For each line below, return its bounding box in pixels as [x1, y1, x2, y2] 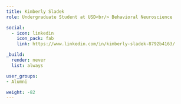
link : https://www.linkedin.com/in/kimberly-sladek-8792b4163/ [17, 41, 176, 47]
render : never [11, 57, 46, 63]
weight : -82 [6, 89, 35, 95]
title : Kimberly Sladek [6, 8, 65, 15]
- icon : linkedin [11, 30, 54, 36]
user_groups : [6, 73, 38, 79]
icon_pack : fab [17, 36, 54, 42]
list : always [11, 62, 44, 68]
